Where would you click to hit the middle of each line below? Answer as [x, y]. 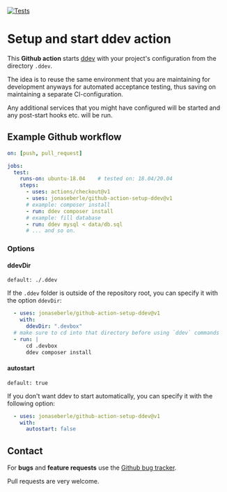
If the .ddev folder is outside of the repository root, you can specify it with [112, 293]
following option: [31, 403]
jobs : [15, 166]
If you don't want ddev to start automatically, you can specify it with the [110, 396]
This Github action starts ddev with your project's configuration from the [112, 58]
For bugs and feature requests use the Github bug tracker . [92, 468]
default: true [28, 383]
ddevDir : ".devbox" [54, 326]
